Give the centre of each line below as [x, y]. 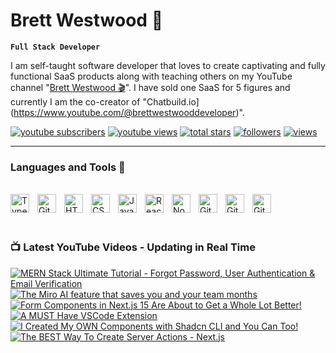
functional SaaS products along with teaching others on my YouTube [151, 76]
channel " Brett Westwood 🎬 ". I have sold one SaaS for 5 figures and [150, 87]
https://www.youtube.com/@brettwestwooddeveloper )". [129, 112]
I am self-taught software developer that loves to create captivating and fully [168, 65]
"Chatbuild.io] [171, 101]
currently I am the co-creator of [75, 101]
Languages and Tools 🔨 [68, 167]
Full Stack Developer [55, 47]
